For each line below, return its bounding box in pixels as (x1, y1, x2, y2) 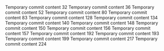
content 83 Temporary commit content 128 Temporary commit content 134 (5, 15, 158, 20)
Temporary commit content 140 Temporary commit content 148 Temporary (5, 20, 158, 26)
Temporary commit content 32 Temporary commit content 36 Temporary (5, 4, 155, 10)
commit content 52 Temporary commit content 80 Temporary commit (5, 9, 148, 15)
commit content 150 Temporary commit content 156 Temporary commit (5, 25, 151, 31)
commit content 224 (5, 41, 47, 47)
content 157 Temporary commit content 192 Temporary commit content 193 (5, 31, 160, 36)
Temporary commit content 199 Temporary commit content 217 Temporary (5, 36, 158, 42)
